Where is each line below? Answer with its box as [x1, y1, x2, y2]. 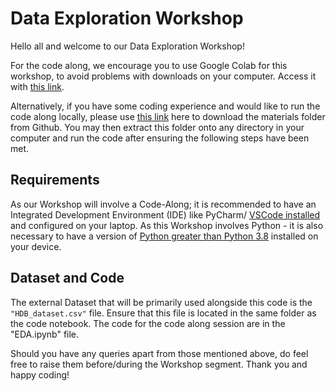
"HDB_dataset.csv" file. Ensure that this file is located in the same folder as [10, 307, 317, 319]
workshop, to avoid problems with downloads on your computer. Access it [10, 70, 317, 82]
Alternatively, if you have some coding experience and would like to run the [10, 100, 321, 112]
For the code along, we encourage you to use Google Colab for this [10, 59, 288, 71]
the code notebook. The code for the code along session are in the [10, 317, 286, 329]
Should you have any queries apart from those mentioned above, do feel [10, 347, 309, 359]
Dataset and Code [10, 270, 125, 287]
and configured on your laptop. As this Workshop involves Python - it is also [10, 219, 324, 231]
